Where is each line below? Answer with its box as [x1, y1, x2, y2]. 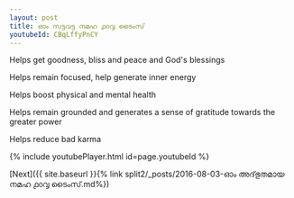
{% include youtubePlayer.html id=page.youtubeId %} [9, 151, 210, 162]
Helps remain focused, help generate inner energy [9, 72, 197, 83]
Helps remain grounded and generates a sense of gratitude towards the [9, 107, 276, 118]
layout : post [9, 13, 59, 22]
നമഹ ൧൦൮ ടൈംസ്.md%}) [9, 179, 110, 190]
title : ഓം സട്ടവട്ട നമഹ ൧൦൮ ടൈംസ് [9, 22, 145, 31]
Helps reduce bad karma [9, 134, 102, 145]
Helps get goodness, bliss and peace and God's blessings [9, 55, 225, 66]
